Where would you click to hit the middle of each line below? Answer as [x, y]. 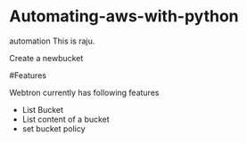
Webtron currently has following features [84, 92]
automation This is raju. [52, 41]
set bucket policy [54, 128]
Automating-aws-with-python [124, 16]
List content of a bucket [66, 119]
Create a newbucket [46, 58]
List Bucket [43, 109]
